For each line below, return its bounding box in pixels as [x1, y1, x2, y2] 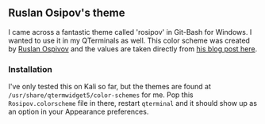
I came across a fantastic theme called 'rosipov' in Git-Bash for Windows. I [8, 27, 252, 36]
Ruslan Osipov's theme [8, 6, 125, 20]
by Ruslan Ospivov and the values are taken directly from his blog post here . [8, 43, 258, 54]
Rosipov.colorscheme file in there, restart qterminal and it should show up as [8, 99, 258, 108]
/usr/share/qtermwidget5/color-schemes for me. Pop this [8, 90, 194, 100]
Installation [8, 63, 53, 74]
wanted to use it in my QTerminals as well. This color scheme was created [8, 36, 250, 45]
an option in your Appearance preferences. [8, 107, 149, 117]
